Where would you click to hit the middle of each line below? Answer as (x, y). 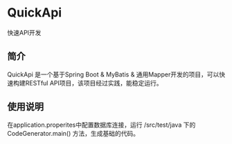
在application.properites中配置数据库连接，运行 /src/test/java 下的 (101, 125)
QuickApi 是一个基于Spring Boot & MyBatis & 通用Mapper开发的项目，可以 (113, 74)
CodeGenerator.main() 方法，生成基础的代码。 (73, 133)
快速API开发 (24, 32)
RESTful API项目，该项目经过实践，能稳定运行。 (94, 83)
